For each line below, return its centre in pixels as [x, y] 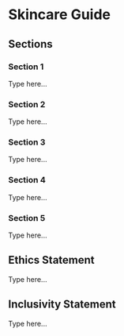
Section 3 [27, 142]
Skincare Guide [59, 15]
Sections [30, 44]
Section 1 [26, 67]
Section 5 [27, 218]
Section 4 [27, 180]
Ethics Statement [51, 260]
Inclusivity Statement [62, 305]
